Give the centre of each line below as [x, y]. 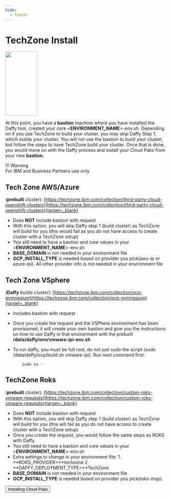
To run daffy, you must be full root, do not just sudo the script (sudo [84, 350]
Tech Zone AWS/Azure [42, 187]
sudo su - [33, 365]
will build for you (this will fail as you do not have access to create [82, 424]
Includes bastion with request [44, 313]
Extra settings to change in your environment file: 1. [67, 456]
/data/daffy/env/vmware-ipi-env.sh [51, 340]
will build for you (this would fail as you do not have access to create [85, 231]
